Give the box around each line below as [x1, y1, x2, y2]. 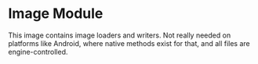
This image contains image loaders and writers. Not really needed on [8, 30, 231, 40]
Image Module [8, 5, 104, 23]
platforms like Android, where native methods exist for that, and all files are [8, 38, 251, 48]
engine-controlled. [8, 47, 68, 56]
